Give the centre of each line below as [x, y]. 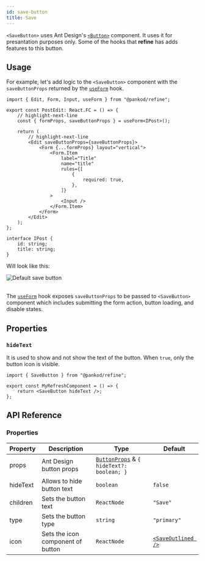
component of [62, 541]
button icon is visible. [33, 364]
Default [174, 449]
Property [23, 449]
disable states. [25, 309]
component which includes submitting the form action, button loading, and [100, 302]
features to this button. [35, 48]
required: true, [103, 180]
